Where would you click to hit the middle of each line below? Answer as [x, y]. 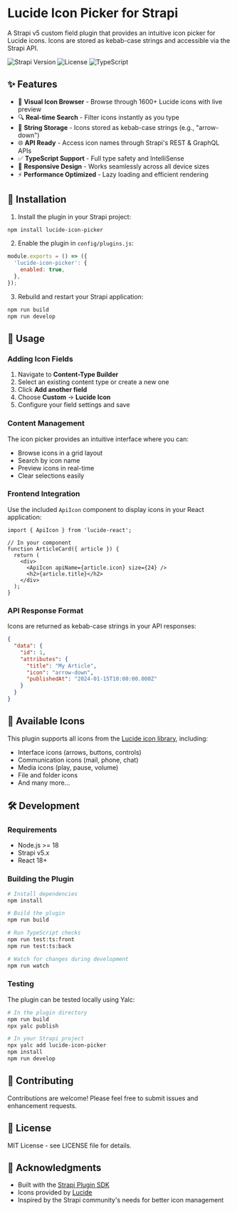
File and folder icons [48, 775]
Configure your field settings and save [74, 405]
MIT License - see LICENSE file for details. [69, 1145]
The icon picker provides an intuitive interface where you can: [98, 439]
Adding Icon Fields [40, 358]
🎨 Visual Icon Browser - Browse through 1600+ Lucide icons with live [120, 101]
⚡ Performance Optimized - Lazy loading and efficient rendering [113, 174]
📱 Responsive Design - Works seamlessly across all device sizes [114, 166]
